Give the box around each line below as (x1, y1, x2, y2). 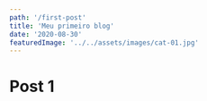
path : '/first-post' (9, 13, 87, 22)
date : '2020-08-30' (9, 29, 83, 38)
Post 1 (9, 77, 55, 97)
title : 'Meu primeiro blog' (9, 21, 115, 30)
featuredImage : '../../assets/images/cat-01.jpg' (9, 38, 200, 47)
